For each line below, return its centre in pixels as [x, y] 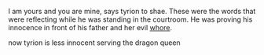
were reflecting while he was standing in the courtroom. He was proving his [130, 19]
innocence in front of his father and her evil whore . [90, 27]
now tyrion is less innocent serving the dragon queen [94, 43]
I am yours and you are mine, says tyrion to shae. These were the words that [132, 11]
